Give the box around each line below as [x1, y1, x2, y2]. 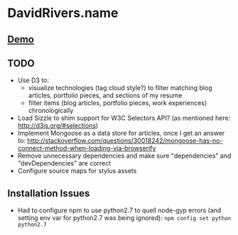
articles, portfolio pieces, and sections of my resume [28, 91, 183, 100]
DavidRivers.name [7, 5, 119, 21]
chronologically [28, 106, 74, 115]
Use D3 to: [17, 76, 50, 84]
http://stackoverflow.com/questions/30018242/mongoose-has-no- [27, 136, 223, 145]
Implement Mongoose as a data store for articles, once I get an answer [17, 129, 225, 138]
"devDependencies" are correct [17, 159, 112, 168]
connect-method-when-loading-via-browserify [17, 144, 156, 153]
